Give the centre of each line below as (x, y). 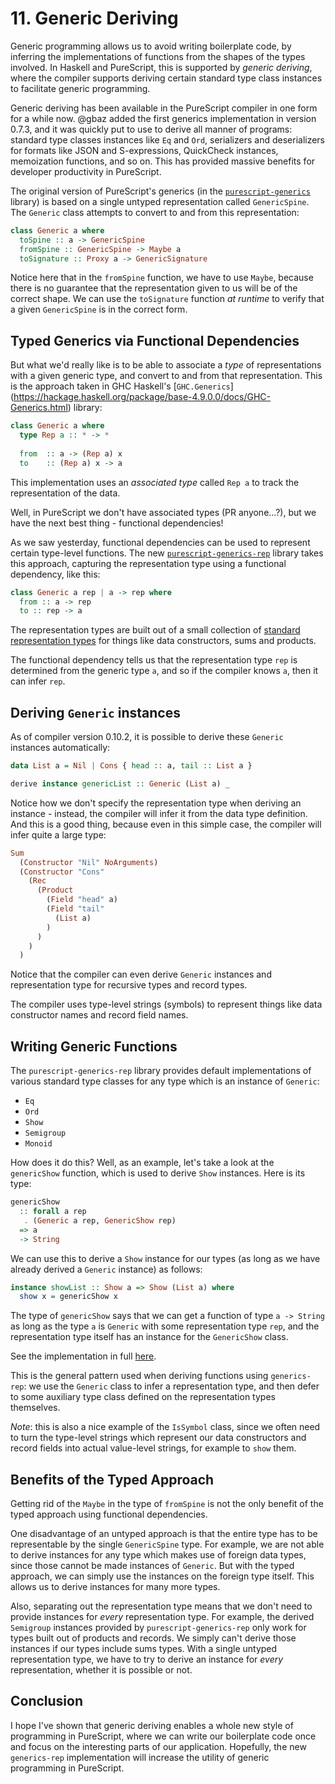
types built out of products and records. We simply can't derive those (153, 1638)
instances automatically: (60, 748)
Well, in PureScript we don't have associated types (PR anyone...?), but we (163, 512)
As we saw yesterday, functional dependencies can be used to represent (160, 542)
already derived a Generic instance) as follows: (106, 1269)
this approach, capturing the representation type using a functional (148, 563)
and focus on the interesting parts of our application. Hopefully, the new (158, 1746)
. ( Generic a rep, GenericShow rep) (100, 1220)
